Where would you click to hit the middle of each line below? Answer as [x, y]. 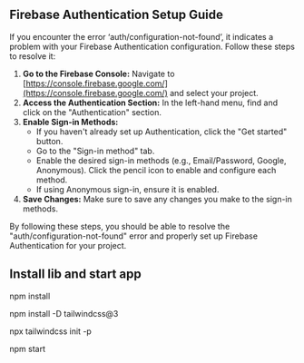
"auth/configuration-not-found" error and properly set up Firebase [134, 236]
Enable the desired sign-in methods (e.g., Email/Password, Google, [161, 160]
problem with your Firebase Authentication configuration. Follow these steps [152, 46]
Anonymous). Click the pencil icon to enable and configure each [156, 170]
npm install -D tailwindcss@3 [64, 313]
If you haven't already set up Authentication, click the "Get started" [162, 132]
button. [49, 141]
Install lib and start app [76, 275]
